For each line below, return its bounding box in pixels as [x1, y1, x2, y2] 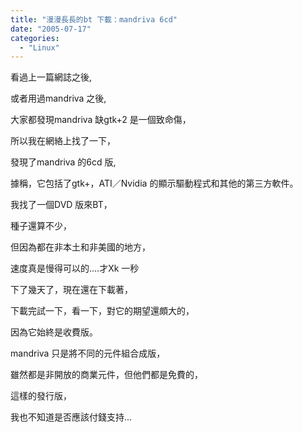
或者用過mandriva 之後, [10, 92, 107, 105]
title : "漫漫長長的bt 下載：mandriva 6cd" [10, 14, 178, 25]
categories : [10, 33, 60, 43]
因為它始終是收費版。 [10, 326, 98, 338]
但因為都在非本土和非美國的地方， [10, 241, 151, 253]
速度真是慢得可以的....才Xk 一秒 [10, 262, 140, 275]
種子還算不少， [10, 220, 72, 232]
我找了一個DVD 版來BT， [10, 199, 113, 211]
